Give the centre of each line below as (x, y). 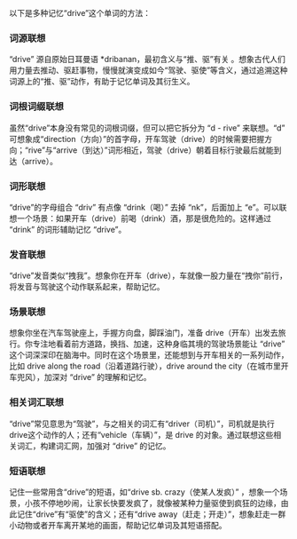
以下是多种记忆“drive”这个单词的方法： (80, 13)
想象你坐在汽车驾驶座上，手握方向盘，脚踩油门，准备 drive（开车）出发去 (144, 333)
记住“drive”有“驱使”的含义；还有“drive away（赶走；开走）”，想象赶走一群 (151, 514)
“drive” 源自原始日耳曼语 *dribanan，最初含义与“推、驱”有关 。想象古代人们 (148, 59)
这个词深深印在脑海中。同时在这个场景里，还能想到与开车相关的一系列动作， (149, 355)
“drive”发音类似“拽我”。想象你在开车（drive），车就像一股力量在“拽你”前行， (148, 276)
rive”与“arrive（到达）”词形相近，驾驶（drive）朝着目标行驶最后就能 (151, 150)
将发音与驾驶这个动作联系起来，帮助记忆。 (87, 287)
